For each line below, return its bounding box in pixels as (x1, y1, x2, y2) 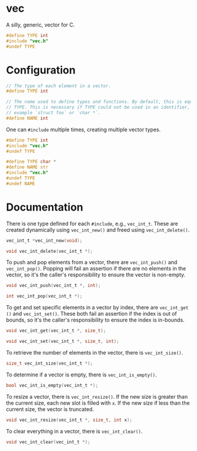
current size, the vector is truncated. (6, 405, 94, 413)
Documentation (6, 201, 84, 213)
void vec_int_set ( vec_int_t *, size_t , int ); (6, 339, 119, 345)
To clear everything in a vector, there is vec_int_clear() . (6, 427, 142, 435)
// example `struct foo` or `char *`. (6, 110, 101, 116)
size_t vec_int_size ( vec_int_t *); (6, 360, 93, 366)
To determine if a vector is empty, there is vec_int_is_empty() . (6, 371, 157, 378)
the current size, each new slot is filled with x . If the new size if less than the (6, 399, 190, 406)
